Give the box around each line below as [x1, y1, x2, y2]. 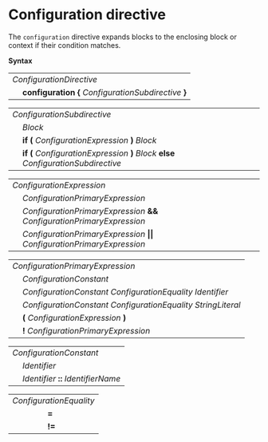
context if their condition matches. [8, 40, 121, 49]
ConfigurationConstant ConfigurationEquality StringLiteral [22, 299, 241, 310]
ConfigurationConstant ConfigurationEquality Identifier [22, 286, 229, 297]
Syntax [8, 56, 33, 65]
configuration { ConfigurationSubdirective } [22, 86, 187, 97]
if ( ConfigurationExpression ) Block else [22, 148, 175, 159]
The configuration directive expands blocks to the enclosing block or [8, 32, 238, 41]
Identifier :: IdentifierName [22, 373, 121, 384]
